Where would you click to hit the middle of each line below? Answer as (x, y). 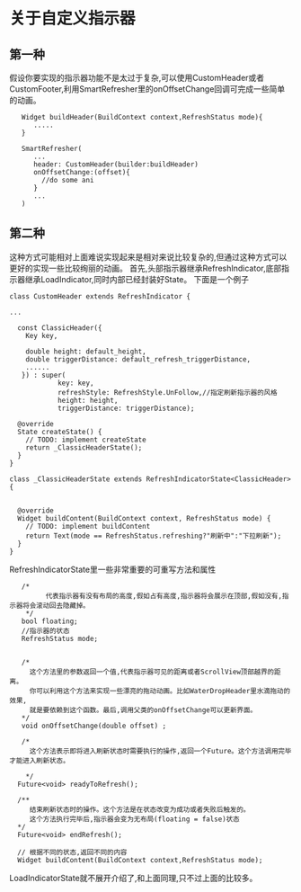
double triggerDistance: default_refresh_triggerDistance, (138, 359)
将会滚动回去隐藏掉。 (56, 605)
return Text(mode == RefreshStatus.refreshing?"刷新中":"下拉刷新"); (154, 536)
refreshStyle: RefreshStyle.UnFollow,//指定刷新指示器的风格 (167, 392)
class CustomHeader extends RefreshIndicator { (100, 296)
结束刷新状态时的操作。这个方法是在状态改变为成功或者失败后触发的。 (140, 809)
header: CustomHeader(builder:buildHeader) (116, 165)
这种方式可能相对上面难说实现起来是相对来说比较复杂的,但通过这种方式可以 (148, 256)
